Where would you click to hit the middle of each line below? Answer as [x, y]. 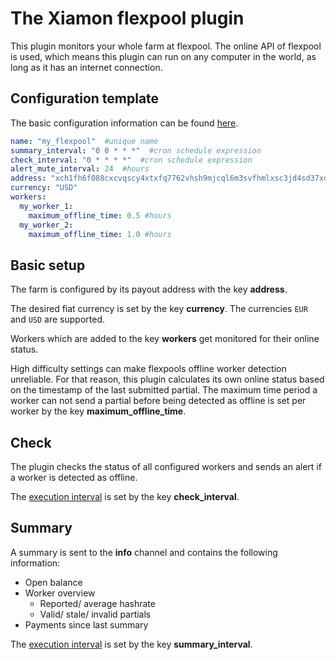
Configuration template [85, 98]
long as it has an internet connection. [86, 67]
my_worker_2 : [46, 225]
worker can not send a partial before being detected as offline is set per [158, 401]
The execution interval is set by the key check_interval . [125, 496]
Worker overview [60, 593]
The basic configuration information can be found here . [124, 123]
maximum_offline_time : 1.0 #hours [100, 234]
